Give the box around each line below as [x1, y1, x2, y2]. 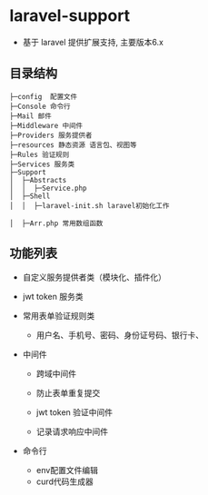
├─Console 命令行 [9, 102, 71, 111]
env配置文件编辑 [35, 464, 98, 475]
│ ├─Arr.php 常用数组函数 [9, 219, 104, 228]
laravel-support [9, 5, 131, 26]
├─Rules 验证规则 [9, 150, 70, 159]
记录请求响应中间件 [35, 426, 109, 437]
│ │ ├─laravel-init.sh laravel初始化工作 [9, 201, 170, 210]
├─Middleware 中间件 [9, 121, 84, 130]
